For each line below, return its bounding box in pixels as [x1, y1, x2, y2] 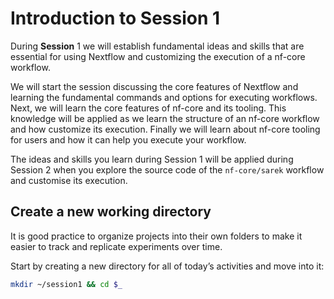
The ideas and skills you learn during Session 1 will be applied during [10, 153, 294, 165]
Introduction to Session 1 [10, 7, 221, 30]
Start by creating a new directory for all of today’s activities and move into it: [10, 260, 325, 272]
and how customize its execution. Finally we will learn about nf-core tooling [10, 123, 321, 135]
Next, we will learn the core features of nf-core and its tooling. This [10, 102, 287, 114]
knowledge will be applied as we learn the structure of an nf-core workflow [10, 112, 320, 124]
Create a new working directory [10, 203, 212, 221]
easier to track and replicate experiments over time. [10, 240, 223, 252]
